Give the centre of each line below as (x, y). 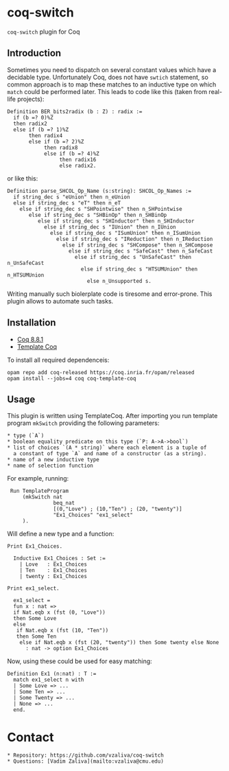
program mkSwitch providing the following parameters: (83, 423)
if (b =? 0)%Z (33, 117)
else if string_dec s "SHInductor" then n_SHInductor (116, 221)
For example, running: (38, 479)
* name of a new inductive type (53, 460)
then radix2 (31, 124)
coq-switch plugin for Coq (44, 32)
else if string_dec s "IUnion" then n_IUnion (110, 227)
